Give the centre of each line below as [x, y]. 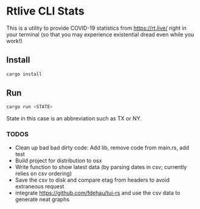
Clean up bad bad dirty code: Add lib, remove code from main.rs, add [102, 148]
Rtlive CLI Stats [46, 11]
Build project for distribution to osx [58, 160]
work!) [14, 41]
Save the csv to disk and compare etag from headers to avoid [92, 180]
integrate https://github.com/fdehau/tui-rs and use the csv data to [98, 193]
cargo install [24, 74]
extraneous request [40, 186]
